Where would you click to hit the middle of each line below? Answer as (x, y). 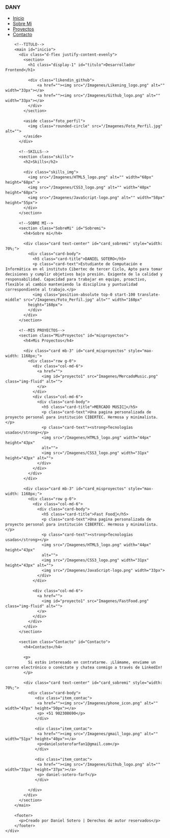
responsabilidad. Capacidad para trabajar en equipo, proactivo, (76, 279)
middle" (13, 300)
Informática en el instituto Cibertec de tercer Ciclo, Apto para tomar (84, 269)
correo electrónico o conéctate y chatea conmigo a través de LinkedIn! (84, 667)
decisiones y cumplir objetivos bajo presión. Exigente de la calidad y (84, 274)
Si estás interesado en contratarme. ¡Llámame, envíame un (92, 662)
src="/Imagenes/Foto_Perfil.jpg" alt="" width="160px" (83, 300)
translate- (149, 295)
